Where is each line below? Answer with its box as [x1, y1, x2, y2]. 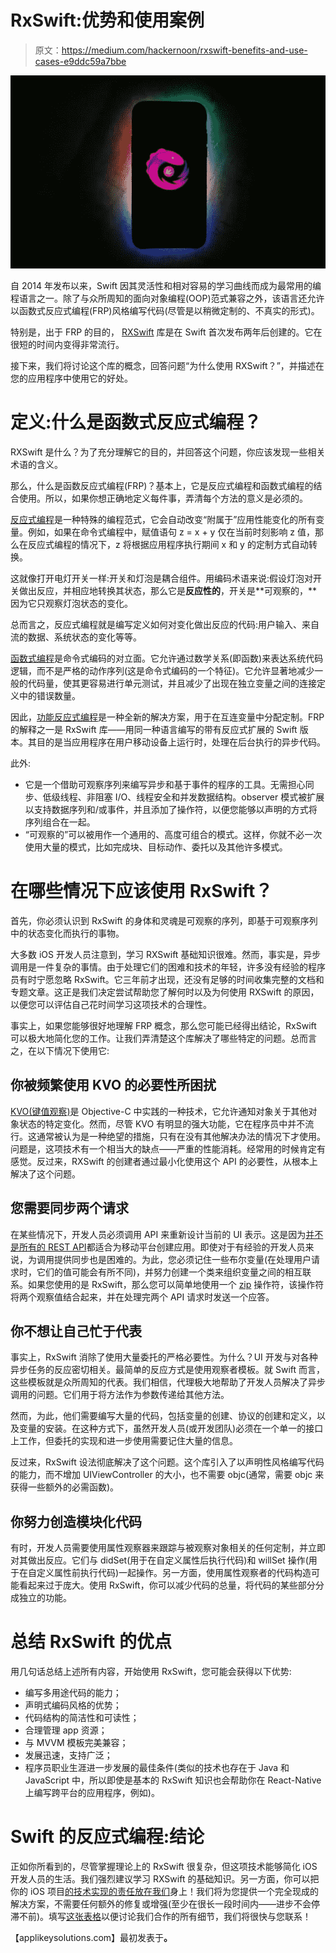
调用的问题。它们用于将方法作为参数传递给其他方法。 [10, 1389, 230, 1401]
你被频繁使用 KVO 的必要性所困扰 [10, 1077, 217, 1094]
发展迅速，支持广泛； [24, 1749, 113, 1761]
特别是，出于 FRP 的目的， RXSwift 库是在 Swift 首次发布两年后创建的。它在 [10, 326, 323, 338]
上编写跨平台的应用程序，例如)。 [24, 1787, 160, 1799]
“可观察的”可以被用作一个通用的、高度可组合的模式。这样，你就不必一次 [24, 829, 323, 841]
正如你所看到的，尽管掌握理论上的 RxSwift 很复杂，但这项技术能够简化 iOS [10, 1861, 318, 1873]
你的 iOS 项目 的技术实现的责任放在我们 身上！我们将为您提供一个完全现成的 [10, 1886, 319, 1898]
